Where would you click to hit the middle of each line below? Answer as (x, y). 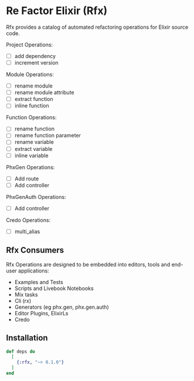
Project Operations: (30, 45)
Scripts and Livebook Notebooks (54, 288)
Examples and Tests (39, 282)
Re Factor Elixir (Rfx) (57, 11)
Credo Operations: (28, 220)
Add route (27, 178)
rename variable (34, 142)
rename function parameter (47, 136)
